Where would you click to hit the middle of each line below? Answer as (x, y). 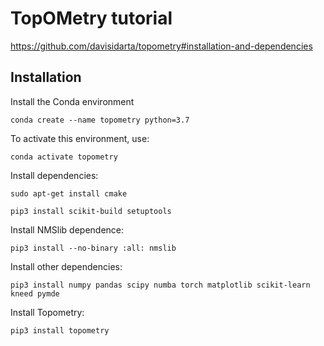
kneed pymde (35, 293)
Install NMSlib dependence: (67, 229)
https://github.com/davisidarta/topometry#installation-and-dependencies (161, 46)
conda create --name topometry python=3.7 (100, 120)
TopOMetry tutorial (91, 18)
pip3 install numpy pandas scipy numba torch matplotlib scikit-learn (160, 285)
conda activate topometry (64, 157)
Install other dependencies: (66, 266)
